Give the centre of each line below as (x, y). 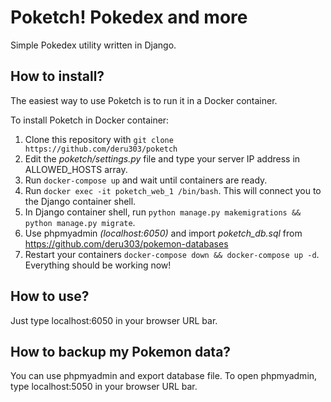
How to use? (50, 296)
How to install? (57, 76)
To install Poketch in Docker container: (90, 120)
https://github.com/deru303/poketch (101, 149)
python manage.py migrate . (80, 222)
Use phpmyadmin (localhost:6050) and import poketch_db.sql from (163, 233)
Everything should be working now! (98, 265)
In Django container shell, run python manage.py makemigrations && (163, 212)
